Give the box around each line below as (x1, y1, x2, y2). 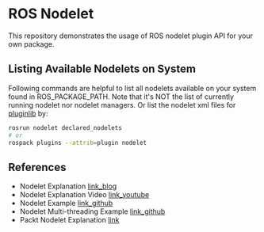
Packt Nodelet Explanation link (19, 215, 120, 225)
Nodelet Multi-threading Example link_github (19, 207, 166, 216)
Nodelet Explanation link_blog (19, 181, 117, 191)
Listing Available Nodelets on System (8, 63, 197, 76)
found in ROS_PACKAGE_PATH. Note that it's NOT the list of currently (8, 92, 235, 101)
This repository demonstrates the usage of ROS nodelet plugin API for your (8, 31, 254, 40)
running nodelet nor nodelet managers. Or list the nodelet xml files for (8, 100, 236, 109)
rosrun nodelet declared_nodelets (8, 124, 123, 131)
